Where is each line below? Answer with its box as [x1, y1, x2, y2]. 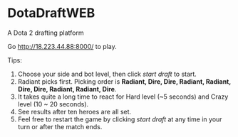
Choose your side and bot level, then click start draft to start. [17, 70, 197, 78]
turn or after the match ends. [17, 122, 103, 131]
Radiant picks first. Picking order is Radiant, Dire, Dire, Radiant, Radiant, [17, 77, 232, 86]
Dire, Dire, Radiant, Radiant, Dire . [17, 84, 117, 93]
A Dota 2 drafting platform [7, 28, 84, 37]
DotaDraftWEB [7, 5, 95, 21]
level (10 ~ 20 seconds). [17, 99, 89, 108]
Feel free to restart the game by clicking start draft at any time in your [17, 115, 222, 124]
